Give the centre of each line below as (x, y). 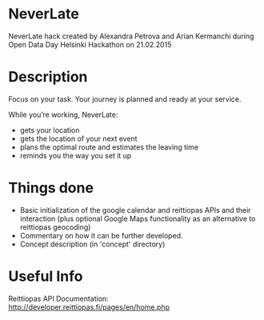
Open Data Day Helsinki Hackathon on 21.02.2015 (90, 44)
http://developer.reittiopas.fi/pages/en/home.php (89, 307)
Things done (51, 188)
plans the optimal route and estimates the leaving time (109, 147)
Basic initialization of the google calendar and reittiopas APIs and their (135, 210)
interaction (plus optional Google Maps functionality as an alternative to (138, 218)
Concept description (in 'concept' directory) (92, 244)
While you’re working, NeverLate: (63, 114)
